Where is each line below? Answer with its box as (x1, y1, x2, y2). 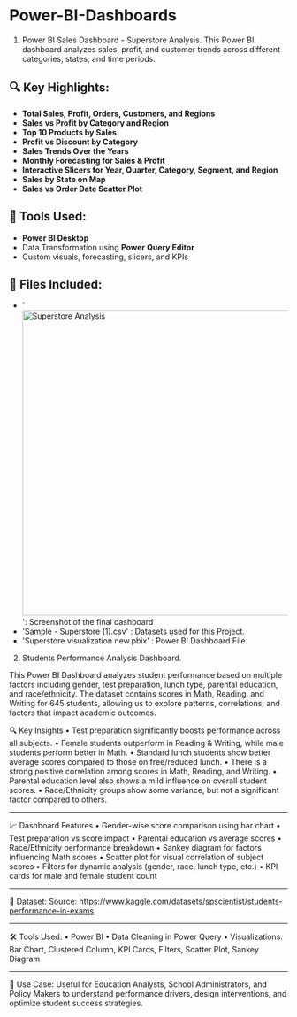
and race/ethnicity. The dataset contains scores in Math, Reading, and (9, 689, 265, 699)
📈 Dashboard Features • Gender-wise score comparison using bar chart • (9, 821, 281, 831)
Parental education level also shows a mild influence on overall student (9, 775, 268, 786)
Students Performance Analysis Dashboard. (21, 652, 182, 664)
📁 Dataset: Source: (9, 896, 78, 907)
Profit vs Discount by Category (21, 136, 139, 147)
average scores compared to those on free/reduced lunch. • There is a (9, 757, 268, 767)
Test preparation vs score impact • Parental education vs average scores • (9, 833, 283, 844)
